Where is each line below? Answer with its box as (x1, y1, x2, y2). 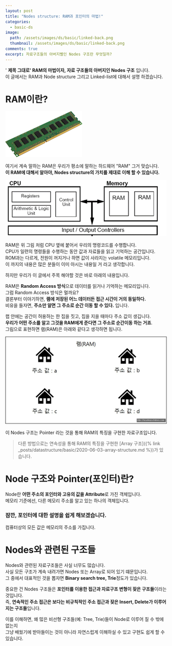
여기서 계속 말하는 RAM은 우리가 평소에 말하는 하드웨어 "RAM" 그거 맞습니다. (5, 162, 159, 169)
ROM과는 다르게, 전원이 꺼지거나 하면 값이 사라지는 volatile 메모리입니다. (5, 254, 151, 261)
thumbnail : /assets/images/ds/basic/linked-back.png (10, 41, 125, 46)
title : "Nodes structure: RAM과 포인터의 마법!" (5, 13, 103, 19)
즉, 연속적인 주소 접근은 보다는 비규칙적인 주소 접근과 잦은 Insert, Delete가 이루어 (5, 599, 166, 605)
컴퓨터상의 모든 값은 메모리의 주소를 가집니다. (5, 524, 96, 530)
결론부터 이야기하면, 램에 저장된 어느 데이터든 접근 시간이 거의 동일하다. (5, 296, 146, 302)
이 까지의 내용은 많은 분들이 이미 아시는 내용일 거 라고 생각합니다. (5, 261, 135, 267)
